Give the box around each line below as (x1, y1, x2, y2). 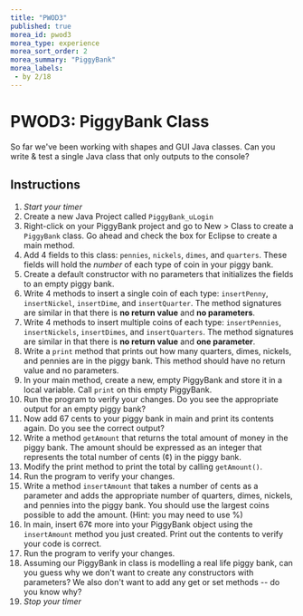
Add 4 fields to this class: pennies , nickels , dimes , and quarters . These (23, 249, 288, 260)
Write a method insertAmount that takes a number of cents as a (23, 480, 259, 491)
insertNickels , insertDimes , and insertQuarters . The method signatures (23, 326, 294, 337)
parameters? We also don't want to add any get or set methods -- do (23, 576, 280, 587)
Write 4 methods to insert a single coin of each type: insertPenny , (23, 287, 270, 299)
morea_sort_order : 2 (10, 47, 89, 56)
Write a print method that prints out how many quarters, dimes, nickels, (23, 345, 292, 356)
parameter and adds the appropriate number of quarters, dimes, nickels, (23, 490, 293, 501)
